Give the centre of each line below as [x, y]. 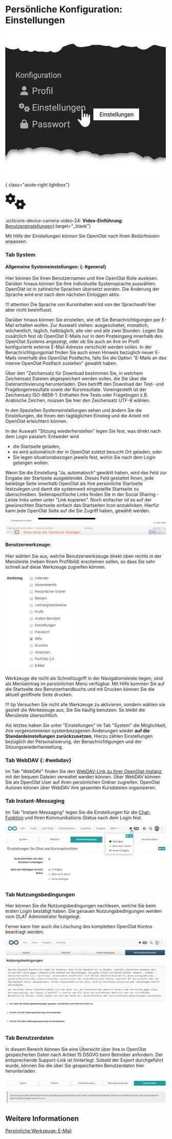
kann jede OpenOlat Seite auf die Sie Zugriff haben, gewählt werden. [78, 511]
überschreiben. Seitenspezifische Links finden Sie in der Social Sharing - [82, 494]
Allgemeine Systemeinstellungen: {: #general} [56, 267]
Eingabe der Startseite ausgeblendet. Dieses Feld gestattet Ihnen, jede [80, 478]
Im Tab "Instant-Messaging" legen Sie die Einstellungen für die [71, 812]
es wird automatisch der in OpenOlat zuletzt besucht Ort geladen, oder [87, 452]
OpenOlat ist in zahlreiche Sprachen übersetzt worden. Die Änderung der [82, 289]
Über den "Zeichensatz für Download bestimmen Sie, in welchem [74, 373]
